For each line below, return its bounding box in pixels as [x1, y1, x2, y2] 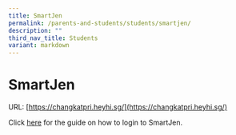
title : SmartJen [8, 11, 62, 20]
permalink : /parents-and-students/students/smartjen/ [8, 19, 192, 27]
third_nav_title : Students [8, 34, 98, 42]
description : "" [8, 26, 62, 34]
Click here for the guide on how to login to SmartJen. [8, 117, 183, 128]
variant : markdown [8, 42, 70, 50]
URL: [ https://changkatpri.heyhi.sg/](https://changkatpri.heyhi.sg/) [8, 102, 228, 112]
